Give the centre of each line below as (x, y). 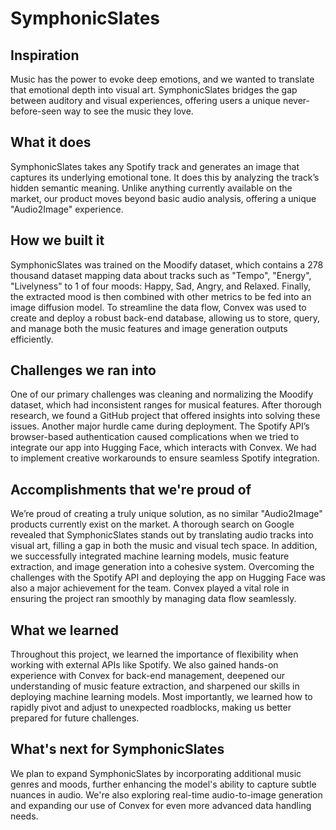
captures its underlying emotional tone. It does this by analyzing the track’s (165, 177)
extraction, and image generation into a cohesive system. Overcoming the (162, 567)
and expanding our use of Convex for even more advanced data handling (161, 805)
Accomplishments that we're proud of (131, 489)
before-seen (36, 111)
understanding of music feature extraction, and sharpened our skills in (155, 686)
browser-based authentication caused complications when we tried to (155, 437)
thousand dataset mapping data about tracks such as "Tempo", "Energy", (161, 275)
